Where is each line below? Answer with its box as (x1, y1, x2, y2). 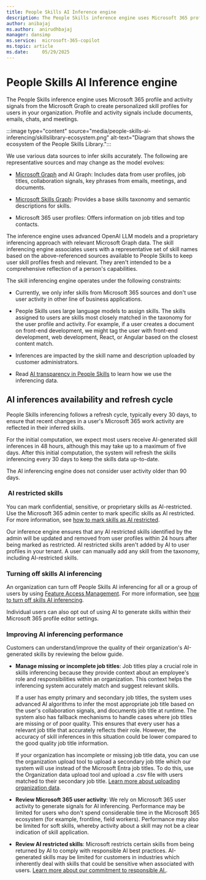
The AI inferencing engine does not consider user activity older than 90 (6, 467, 187, 475)
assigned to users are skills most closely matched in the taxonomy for (15, 314, 192, 321)
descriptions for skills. (15, 202, 72, 209)
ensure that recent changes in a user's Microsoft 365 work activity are (6, 417, 184, 424)
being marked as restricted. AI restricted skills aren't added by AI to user (6, 541, 189, 548)
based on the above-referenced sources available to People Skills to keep (6, 252, 193, 259)
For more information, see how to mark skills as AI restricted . (6, 516, 160, 523)
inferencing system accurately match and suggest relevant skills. (15, 682, 180, 690)
